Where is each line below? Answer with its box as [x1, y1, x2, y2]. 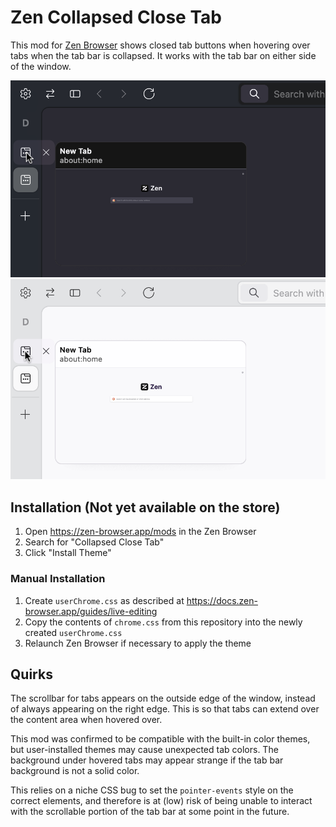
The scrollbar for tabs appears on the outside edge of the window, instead [10, 692, 316, 705]
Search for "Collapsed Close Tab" [24, 536, 165, 548]
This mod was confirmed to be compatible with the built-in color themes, [10, 733, 311, 745]
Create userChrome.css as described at [24, 594, 185, 606]
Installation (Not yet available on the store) [10, 499, 281, 516]
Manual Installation [10, 572, 106, 586]
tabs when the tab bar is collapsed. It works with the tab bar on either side [10, 49, 317, 61]
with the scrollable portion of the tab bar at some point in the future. [10, 806, 290, 818]
